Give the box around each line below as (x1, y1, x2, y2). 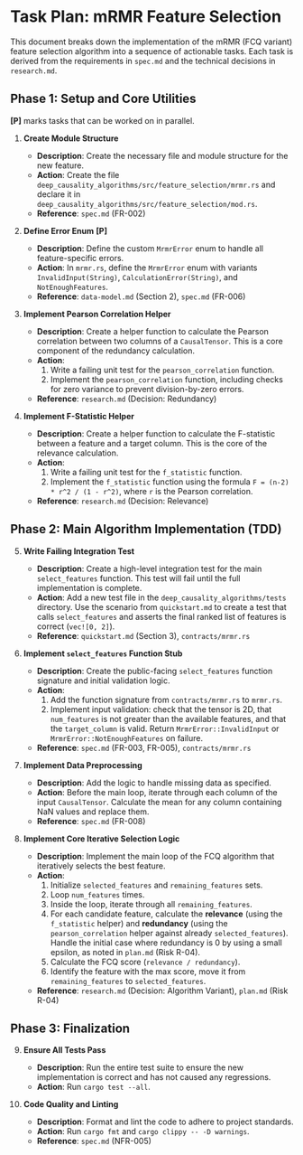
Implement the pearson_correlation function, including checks (50, 373, 283, 385)
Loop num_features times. (50, 888, 145, 900)
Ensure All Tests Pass (23, 1045, 106, 1056)
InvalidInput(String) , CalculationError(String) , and (36, 271, 238, 282)
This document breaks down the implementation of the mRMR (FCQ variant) (10, 36, 293, 47)
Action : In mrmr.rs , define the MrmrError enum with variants (36, 262, 258, 273)
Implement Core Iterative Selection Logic (23, 833, 180, 844)
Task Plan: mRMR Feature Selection (10, 6, 282, 27)
